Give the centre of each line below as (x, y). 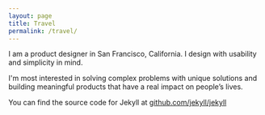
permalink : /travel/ (43, 31)
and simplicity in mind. (46, 62)
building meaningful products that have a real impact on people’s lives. (126, 87)
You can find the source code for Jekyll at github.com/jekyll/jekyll (118, 103)
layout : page (30, 16)
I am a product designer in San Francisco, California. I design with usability (132, 54)
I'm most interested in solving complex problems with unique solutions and (133, 79)
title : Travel (32, 23)
